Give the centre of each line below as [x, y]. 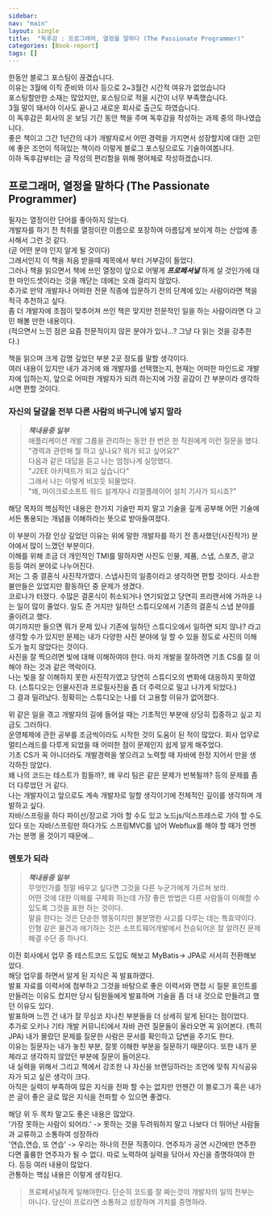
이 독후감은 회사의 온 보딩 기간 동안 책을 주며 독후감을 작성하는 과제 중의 [121, 118]
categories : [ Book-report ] [54, 46]
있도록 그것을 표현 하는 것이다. [75, 908]
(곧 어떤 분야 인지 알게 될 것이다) [59, 250]
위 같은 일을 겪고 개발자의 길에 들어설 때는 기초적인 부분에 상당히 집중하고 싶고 [131, 714]
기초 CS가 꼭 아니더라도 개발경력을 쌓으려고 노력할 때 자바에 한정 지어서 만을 [128, 755]
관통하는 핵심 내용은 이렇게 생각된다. [65, 1175]
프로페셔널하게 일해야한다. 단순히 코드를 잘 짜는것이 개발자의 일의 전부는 [141, 1192]
